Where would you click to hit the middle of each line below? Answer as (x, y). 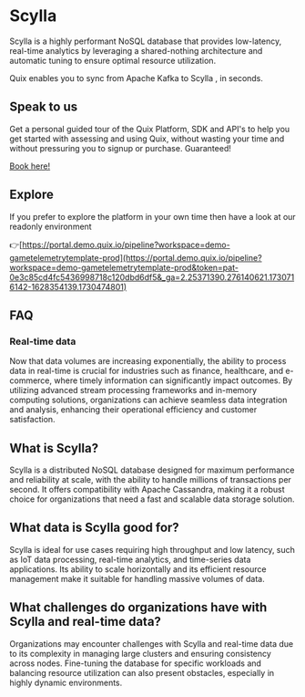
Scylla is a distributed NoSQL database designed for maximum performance (152, 470)
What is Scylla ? (54, 448)
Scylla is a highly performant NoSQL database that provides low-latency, (146, 41)
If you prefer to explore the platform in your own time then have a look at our (152, 216)
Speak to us (44, 107)
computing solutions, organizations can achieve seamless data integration (148, 400)
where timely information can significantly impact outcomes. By (173, 380)
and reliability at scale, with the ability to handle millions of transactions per (150, 480)
